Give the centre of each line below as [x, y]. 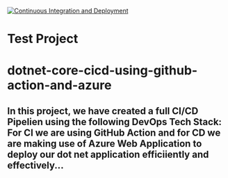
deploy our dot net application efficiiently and [108, 154]
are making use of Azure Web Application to [105, 144]
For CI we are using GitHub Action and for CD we [114, 132]
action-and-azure [59, 85]
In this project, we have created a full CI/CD [103, 111]
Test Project [43, 39]
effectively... [35, 165]
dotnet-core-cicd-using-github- [103, 71]
